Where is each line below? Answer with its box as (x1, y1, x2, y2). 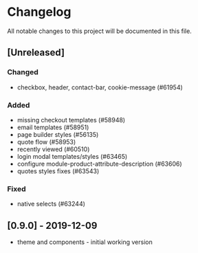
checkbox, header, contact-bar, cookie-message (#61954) (16, 83, 184, 91)
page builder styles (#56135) (16, 130, 99, 138)
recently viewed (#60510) (16, 145, 90, 153)
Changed (7, 67, 39, 77)
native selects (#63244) (16, 200, 86, 208)
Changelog (7, 4, 71, 20)
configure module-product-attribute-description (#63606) (16, 159, 182, 168)
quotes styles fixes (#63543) (16, 166, 100, 175)
